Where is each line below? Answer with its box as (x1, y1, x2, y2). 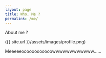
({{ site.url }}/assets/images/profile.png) (5, 39, 86, 45)
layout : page (5, 7, 32, 12)
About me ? (5, 30, 28, 36)
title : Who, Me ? (5, 12, 41, 17)
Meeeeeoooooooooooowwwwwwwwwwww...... (5, 48, 102, 54)
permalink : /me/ (5, 16, 38, 21)
